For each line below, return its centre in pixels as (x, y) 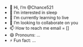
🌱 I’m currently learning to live (39, 18)
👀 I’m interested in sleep (33, 12)
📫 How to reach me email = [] (39, 28)
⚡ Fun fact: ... (23, 40)
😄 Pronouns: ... (25, 35)
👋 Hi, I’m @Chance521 (31, 7)
